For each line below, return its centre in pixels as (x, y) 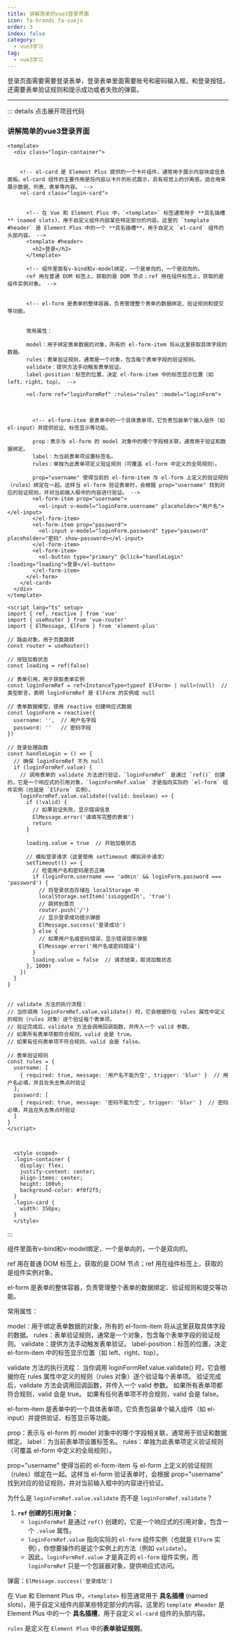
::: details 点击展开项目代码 (46, 111)
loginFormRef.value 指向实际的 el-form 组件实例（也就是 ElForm (120, 1540)
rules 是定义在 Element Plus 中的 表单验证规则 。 (77, 1628)
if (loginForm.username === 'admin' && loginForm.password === (127, 877)
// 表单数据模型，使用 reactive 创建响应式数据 (70, 707)
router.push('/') (64, 910)
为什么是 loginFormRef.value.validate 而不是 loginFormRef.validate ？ (110, 1498)
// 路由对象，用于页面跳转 (41, 640)
